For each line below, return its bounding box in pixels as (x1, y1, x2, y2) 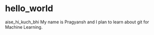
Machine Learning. (5, 24, 43, 30)
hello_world (5, 3, 54, 14)
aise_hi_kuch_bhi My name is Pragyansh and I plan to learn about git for (5, 19, 150, 25)
